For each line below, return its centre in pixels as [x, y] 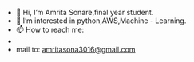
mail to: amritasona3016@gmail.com [75, 49]
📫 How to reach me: [50, 29]
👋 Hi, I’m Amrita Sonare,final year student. [85, 12]
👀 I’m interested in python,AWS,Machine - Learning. [101, 21]
